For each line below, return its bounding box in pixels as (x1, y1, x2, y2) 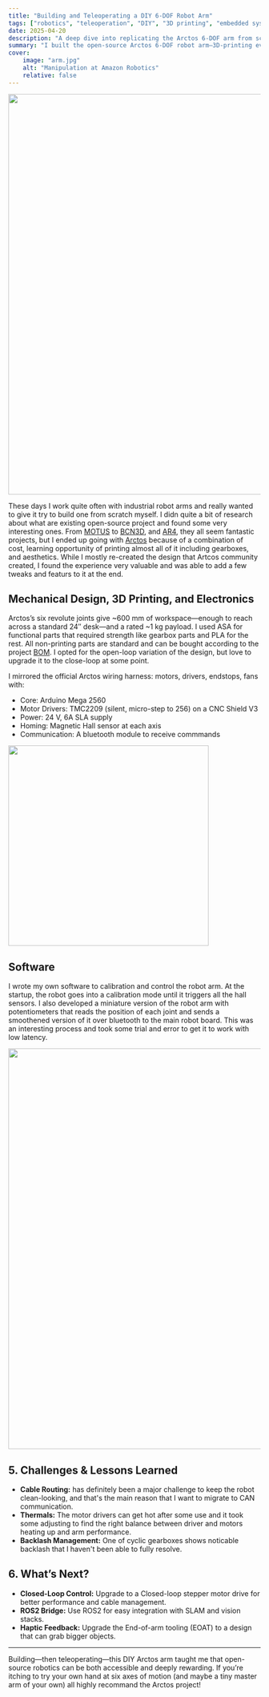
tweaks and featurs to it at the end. (8, 569, 124, 578)
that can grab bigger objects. (19, 1631, 116, 1641)
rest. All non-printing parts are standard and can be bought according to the (8, 639, 259, 649)
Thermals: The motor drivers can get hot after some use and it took (19, 1510, 244, 1520)
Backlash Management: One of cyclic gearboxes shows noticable (19, 1536, 239, 1546)
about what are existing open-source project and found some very (8, 518, 228, 527)
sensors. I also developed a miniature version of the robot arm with (8, 998, 230, 1008)
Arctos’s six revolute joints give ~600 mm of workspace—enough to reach (8, 614, 253, 623)
